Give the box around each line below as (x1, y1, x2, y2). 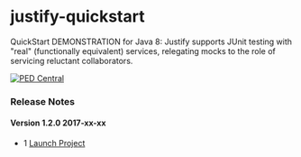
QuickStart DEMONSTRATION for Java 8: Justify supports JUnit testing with (10, 36, 292, 47)
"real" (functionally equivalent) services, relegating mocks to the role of (10, 45, 276, 56)
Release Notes (10, 95, 76, 107)
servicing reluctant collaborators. (10, 55, 133, 66)
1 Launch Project (23, 138, 86, 149)
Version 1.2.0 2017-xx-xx (10, 117, 106, 128)
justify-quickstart (10, 6, 145, 27)
